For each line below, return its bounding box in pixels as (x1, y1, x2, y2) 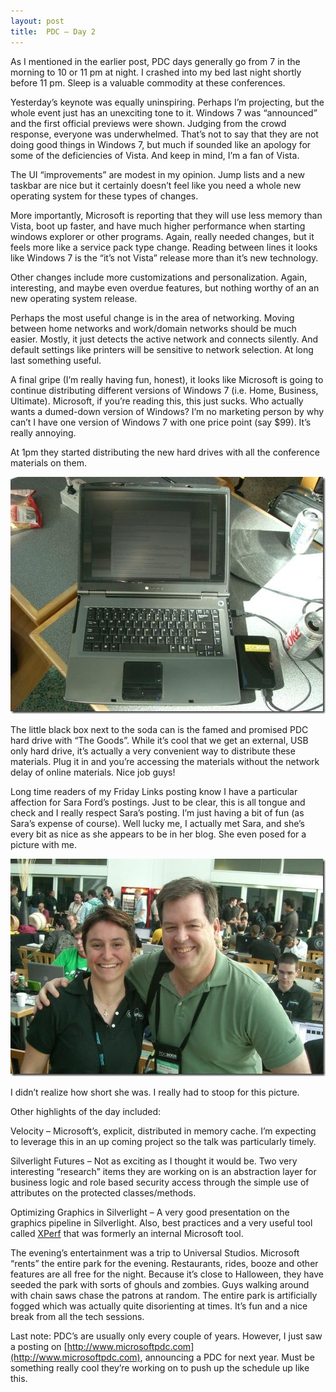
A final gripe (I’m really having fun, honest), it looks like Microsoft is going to (10, 373, 324, 385)
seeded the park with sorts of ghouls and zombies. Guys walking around (10, 1278, 310, 1290)
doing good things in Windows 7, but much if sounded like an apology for (10, 138, 312, 150)
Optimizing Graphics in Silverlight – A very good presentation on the (10, 1206, 290, 1218)
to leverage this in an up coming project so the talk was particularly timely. (10, 1135, 317, 1147)
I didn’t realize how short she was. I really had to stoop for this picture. (10, 1086, 300, 1098)
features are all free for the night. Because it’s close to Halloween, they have (10, 1268, 324, 1280)
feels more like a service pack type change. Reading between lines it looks (10, 241, 318, 253)
